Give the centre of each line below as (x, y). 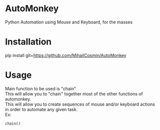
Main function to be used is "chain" (41, 88)
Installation (28, 42)
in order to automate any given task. (41, 109)
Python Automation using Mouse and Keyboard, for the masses (69, 22)
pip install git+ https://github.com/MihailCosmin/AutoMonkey (66, 55)
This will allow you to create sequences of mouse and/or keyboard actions (80, 104)
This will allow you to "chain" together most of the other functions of (74, 94)
